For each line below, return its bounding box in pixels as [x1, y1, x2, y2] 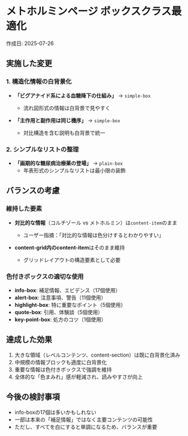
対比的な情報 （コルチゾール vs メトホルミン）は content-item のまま [14, 219, 177, 226]
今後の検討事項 [6, 392, 60, 402]
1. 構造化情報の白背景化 [6, 78, 72, 86]
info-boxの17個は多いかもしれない [14, 409, 96, 416]
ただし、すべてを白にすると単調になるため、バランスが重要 [14, 423, 158, 430]
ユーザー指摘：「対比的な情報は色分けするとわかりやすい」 [23, 231, 165, 238]
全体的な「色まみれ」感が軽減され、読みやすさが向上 [14, 373, 143, 380]
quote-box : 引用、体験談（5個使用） [14, 309, 103, 316]
